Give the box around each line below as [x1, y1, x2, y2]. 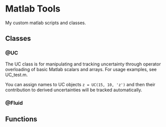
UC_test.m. [5, 72, 28, 78]
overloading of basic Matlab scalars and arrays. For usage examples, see [5, 66, 157, 72]
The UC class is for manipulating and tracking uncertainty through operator [5, 61, 161, 67]
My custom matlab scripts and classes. [5, 20, 87, 26]
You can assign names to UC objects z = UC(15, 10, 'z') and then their [5, 81, 156, 87]
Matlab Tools [5, 3, 60, 15]
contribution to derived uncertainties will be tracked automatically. [5, 87, 142, 93]
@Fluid [5, 99, 23, 106]
